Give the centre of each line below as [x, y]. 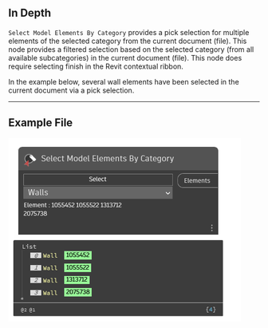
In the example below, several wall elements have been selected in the [124, 81]
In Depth [30, 13]
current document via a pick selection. [71, 90]
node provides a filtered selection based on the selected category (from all [131, 49]
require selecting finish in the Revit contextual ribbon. [96, 66]
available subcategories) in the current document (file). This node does [125, 57]
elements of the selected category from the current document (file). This [128, 41]
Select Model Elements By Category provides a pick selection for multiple [129, 32]
